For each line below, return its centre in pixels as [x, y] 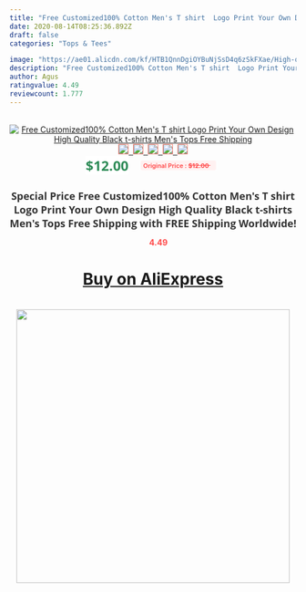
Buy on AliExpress [153, 280]
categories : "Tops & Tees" [61, 43]
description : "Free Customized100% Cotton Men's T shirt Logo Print [144, 68]
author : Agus [34, 77]
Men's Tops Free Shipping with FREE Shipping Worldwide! [153, 223]
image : [22, 60]
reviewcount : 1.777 [46, 93]
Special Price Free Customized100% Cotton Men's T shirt [153, 196]
